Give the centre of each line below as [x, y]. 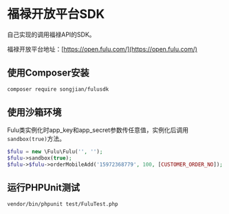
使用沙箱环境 [34, 113]
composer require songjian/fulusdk [58, 89]
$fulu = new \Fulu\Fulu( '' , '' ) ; [55, 152]
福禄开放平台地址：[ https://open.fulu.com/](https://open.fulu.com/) [102, 49]
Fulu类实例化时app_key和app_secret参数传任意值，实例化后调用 [98, 130]
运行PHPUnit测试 [44, 188]
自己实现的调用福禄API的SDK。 [51, 34]
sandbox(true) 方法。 [36, 139]
